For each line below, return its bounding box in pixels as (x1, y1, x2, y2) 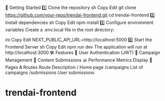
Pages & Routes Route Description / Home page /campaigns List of (5, 64, 143, 70)
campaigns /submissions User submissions (5, 69, 94, 75)
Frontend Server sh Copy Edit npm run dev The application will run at (5, 44, 147, 49)
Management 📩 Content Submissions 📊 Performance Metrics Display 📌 (5, 57, 152, 63)
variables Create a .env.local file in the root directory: (5, 27, 114, 32)
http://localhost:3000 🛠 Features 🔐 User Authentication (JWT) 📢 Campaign (5, 49, 160, 55)
